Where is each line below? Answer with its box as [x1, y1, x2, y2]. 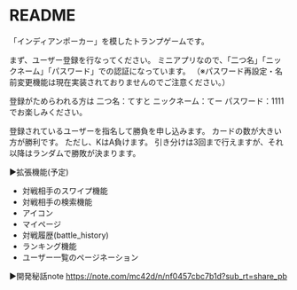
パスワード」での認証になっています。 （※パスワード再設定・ [51, 66, 276, 76]
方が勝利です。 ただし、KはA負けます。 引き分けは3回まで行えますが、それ [9, 137, 284, 147]
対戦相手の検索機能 [21, 196, 93, 207]
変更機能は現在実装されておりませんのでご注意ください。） [16, 76, 231, 87]
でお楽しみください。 [9, 106, 87, 117]
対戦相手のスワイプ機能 [21, 185, 108, 196]
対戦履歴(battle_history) [21, 230, 109, 240]
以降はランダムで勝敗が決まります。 [9, 147, 141, 158]
